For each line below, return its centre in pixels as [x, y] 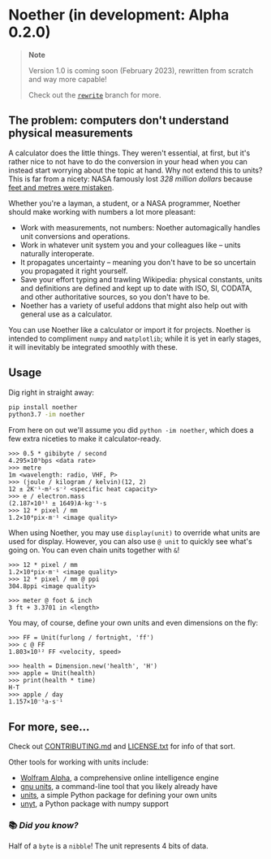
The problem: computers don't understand [119, 121]
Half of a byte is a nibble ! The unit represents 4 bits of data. [108, 846]
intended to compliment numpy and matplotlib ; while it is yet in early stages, [135, 338]
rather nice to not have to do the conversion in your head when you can [128, 161]
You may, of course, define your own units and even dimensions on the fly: [133, 623]
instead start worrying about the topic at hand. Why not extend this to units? [135, 170]
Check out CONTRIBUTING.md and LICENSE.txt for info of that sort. [122, 747]
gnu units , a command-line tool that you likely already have [118, 787]
